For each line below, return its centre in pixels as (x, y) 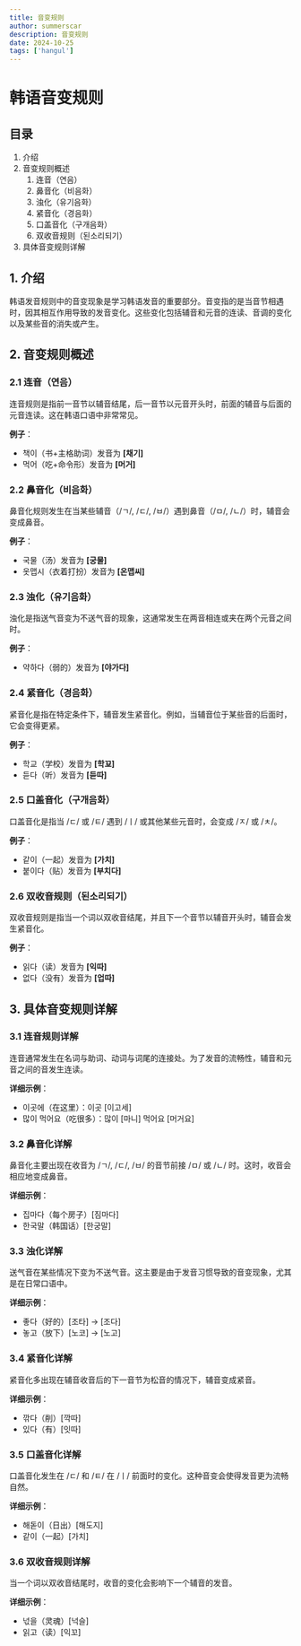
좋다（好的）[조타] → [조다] (71, 1322)
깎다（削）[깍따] (52, 1417)
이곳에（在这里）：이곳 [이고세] (77, 1107)
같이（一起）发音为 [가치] (68, 859)
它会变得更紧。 (37, 725)
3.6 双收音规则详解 (50, 1562)
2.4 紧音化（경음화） (54, 693)
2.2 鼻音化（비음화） (53, 490)
